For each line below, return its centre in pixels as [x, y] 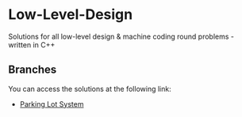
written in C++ [32, 44]
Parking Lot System [52, 104]
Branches [33, 70]
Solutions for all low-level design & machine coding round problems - [121, 36]
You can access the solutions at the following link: [90, 89]
